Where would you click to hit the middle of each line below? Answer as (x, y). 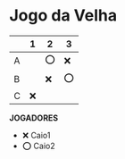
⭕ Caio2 (38, 146)
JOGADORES (34, 118)
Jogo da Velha (63, 16)
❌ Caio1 (36, 135)
